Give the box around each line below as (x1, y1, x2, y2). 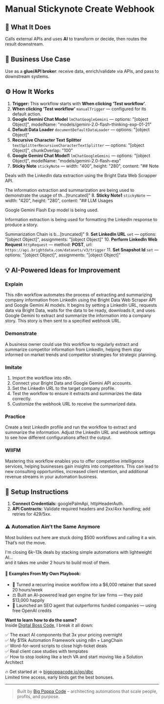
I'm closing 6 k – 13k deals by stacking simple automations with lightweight (5, 549, 152, 555)
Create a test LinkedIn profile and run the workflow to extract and (5, 424, 137, 430)
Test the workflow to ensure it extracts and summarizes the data (12, 390, 142, 396)
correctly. (12, 395, 32, 402)
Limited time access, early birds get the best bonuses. (5, 674, 114, 680)
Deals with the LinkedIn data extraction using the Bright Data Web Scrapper (5, 172, 157, 178)
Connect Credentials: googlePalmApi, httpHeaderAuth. (12, 500, 124, 507)
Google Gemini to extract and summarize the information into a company (5, 313, 151, 318)
